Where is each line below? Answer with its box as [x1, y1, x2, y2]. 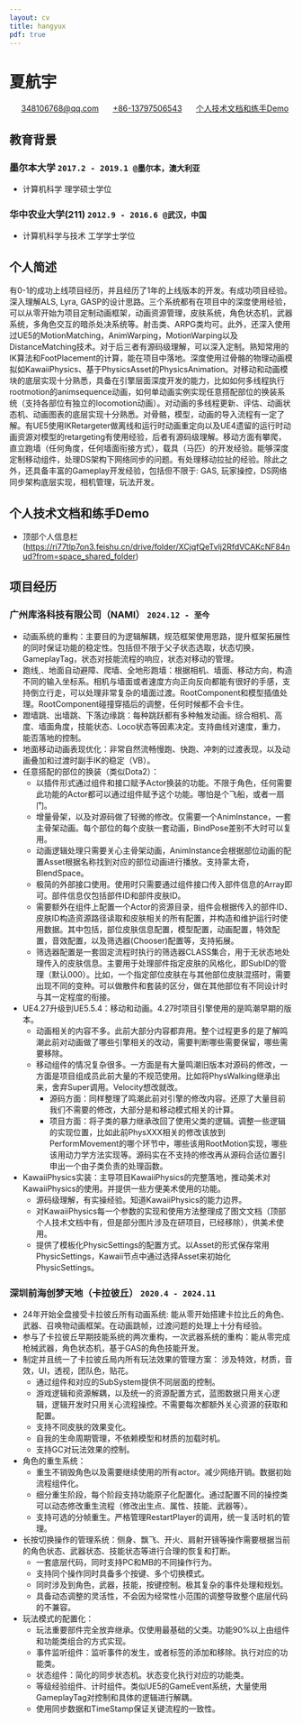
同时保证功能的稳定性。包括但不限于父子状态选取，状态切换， [30, 642, 259, 653]
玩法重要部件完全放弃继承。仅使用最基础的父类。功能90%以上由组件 [35, 1624, 290, 1635]
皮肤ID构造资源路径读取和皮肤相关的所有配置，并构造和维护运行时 [35, 912, 280, 923]
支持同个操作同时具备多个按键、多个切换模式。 [35, 1568, 209, 1579]
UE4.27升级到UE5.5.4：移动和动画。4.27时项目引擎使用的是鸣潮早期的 [22, 1003, 285, 1013]
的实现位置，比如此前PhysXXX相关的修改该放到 [49, 1126, 226, 1137]
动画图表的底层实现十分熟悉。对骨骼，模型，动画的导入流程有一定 [32, 409, 277, 420]
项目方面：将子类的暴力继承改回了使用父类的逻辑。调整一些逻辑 [49, 1115, 286, 1126]
